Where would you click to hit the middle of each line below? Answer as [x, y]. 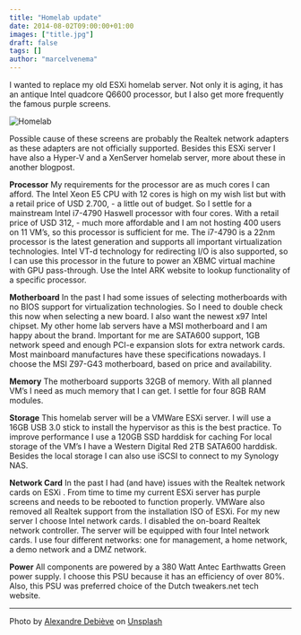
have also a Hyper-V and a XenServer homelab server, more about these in [147, 157]
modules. [26, 400]
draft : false [34, 43]
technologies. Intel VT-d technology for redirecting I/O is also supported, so [149, 251]
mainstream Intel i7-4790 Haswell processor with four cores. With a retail [144, 213]
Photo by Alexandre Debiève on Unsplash [86, 621]
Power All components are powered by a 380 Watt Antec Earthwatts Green [148, 567]
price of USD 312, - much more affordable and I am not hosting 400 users [145, 222]
